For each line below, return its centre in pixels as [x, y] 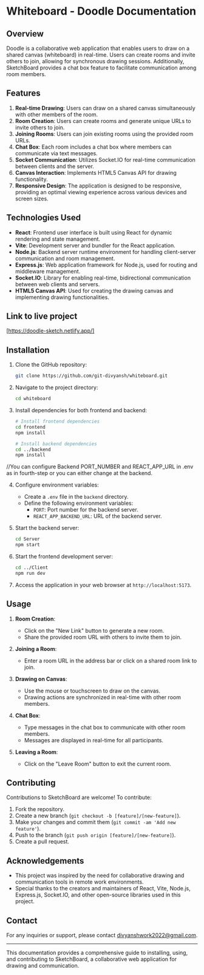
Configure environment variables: [57, 485]
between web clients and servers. [57, 284]
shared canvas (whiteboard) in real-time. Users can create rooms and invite [101, 55]
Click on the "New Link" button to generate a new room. [94, 630]
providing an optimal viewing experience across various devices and [101, 192]
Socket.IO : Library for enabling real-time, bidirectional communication [103, 278]
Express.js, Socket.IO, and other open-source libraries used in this [98, 895]
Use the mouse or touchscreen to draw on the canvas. [92, 691]
